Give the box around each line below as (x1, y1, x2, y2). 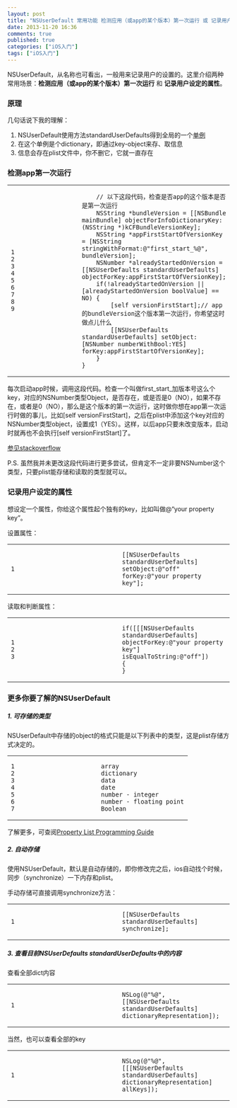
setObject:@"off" (122, 564, 180, 573)
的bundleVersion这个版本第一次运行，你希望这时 (81, 309, 225, 318)
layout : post (7, 10, 46, 18)
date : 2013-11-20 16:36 (7, 23, 78, 30)
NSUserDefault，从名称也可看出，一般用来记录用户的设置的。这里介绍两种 (7, 70, 224, 79)
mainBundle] (81, 217, 122, 224)
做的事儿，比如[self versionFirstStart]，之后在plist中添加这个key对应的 (19, 411, 224, 420)
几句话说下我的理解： (7, 116, 69, 125)
